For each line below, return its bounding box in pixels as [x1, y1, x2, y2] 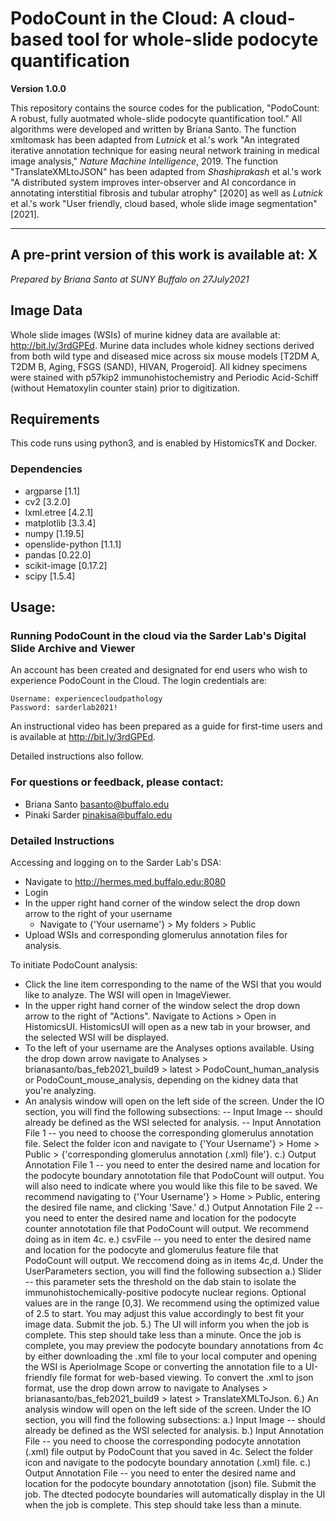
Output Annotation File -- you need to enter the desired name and [24, 1467, 297, 1479]
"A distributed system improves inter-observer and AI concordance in [10, 176, 297, 188]
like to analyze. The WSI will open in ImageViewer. [24, 988, 232, 1001]
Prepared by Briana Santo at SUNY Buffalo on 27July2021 [10, 273, 250, 285]
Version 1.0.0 [10, 82, 67, 94]
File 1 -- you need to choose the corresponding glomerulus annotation [24, 1127, 314, 1139]
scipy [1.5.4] [24, 570, 76, 582]
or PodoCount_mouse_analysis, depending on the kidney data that [24, 1073, 299, 1086]
